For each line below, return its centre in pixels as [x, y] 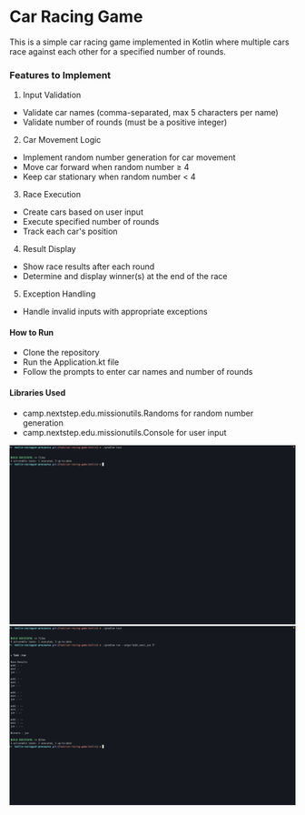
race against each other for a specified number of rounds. [118, 51]
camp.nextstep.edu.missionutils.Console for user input [124, 432]
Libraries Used [38, 393]
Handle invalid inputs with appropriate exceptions [115, 312]
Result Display [49, 249]
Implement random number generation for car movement [129, 157]
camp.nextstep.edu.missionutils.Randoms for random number [138, 413]
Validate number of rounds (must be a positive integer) [125, 122]
